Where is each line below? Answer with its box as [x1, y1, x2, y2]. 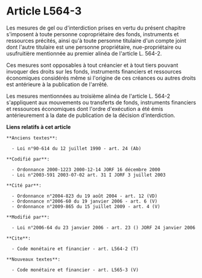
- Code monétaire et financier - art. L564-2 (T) [11, 245, 139, 251]
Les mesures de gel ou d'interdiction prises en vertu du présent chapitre [6, 24, 186, 31]
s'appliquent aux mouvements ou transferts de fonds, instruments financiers [6, 98, 197, 106]
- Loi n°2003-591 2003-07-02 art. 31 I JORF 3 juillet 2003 [11, 172, 166, 178]
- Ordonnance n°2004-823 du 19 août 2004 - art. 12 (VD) [11, 193, 158, 199]
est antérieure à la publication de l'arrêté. [6, 80, 109, 88]
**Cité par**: [6, 182, 42, 188]
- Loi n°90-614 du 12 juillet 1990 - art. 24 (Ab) [11, 145, 142, 151]
